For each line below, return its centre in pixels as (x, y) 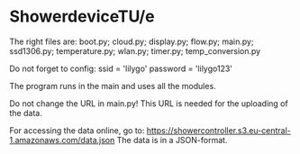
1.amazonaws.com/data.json (62, 140)
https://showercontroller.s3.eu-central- (218, 130)
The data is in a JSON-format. (172, 140)
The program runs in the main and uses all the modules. (113, 86)
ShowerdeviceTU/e (82, 17)
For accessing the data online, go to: (77, 130)
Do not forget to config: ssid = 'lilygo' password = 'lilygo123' (121, 68)
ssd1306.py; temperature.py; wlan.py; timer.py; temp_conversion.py (135, 50)
